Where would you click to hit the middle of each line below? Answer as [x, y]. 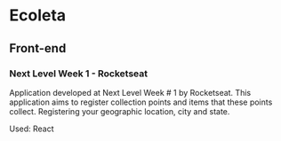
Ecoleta [38, 16]
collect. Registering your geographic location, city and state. [120, 111]
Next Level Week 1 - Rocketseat [79, 74]
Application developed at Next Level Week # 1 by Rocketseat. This [130, 92]
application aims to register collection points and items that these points [141, 102]
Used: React [32, 129]
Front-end [38, 48]
